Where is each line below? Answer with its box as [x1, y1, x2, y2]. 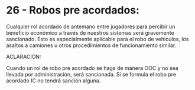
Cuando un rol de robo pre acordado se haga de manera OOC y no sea [6, 64, 178, 71]
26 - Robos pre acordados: [6, 4, 140, 17]
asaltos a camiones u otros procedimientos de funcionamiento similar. [6, 42, 177, 49]
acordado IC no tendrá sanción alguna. [6, 77, 101, 84]
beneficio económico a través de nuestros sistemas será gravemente [6, 29, 174, 36]
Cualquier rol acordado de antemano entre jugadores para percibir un [6, 23, 175, 30]
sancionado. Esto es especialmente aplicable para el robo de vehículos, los [6, 35, 189, 42]
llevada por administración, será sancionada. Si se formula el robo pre [6, 71, 177, 78]
